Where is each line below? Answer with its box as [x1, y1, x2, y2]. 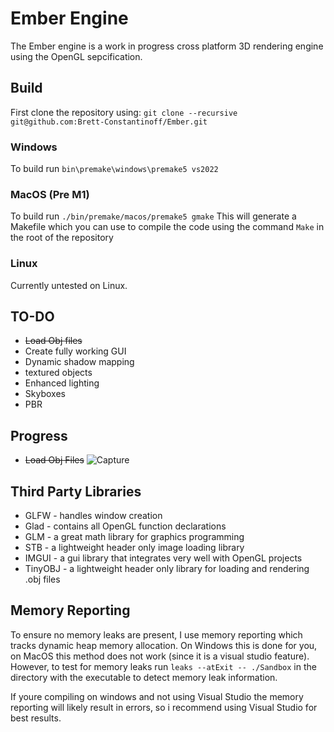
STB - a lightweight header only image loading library [24, 542, 245, 554]
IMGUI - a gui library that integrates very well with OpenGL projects [24, 552, 303, 564]
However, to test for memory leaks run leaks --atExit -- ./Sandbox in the [10, 660, 317, 672]
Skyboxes [24, 388, 66, 400]
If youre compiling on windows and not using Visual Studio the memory [10, 690, 304, 702]
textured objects [24, 367, 93, 379]
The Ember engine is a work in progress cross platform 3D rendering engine [10, 40, 324, 52]
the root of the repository [10, 232, 114, 244]
